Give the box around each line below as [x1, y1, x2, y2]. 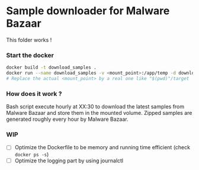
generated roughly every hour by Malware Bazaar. [6, 116, 129, 123]
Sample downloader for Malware [6, 4, 170, 18]
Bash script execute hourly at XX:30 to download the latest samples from [6, 103, 185, 110]
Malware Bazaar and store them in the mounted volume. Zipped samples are [6, 110, 192, 117]
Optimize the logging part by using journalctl [14, 157, 123, 164]
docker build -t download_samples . [6, 65, 97, 70]
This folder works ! [6, 36, 52, 43]
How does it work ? [6, 89, 62, 98]
